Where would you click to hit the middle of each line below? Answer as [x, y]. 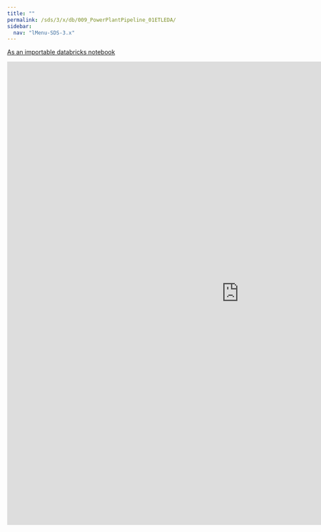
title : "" [21, 13]
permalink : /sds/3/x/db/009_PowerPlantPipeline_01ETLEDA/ [92, 20]
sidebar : [20, 26]
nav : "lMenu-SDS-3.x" [44, 33]
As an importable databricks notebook [61, 52]
